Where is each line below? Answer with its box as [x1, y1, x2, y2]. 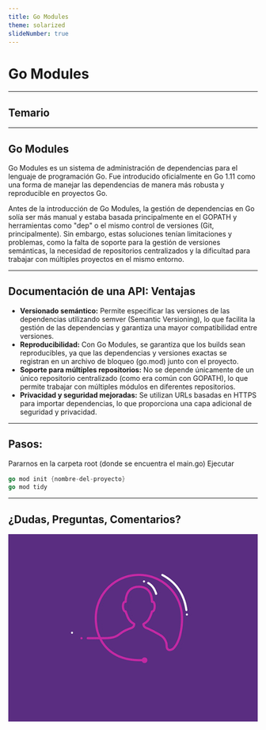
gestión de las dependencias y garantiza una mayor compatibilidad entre [19, 322, 257, 332]
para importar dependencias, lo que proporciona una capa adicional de [19, 398, 252, 408]
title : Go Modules [8, 13, 69, 21]
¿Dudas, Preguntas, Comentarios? [8, 513, 182, 526]
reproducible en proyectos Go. [8, 188, 108, 198]
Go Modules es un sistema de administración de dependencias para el [8, 163, 238, 172]
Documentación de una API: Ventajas [8, 285, 196, 298]
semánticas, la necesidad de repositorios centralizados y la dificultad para [8, 246, 251, 255]
